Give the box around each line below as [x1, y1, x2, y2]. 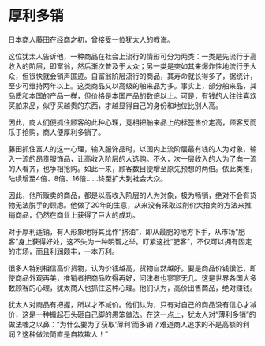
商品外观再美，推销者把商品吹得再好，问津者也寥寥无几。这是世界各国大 [14, 273, 250, 282]
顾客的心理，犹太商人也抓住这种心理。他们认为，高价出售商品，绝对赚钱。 [14, 283, 257, 292]
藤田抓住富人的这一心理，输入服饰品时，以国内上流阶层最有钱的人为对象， [8, 143, 250, 154]
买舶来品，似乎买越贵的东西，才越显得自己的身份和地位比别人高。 [8, 100, 222, 110]
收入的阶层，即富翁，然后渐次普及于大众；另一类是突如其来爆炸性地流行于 [8, 61, 250, 71]
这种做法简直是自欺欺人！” [21, 329, 109, 339]
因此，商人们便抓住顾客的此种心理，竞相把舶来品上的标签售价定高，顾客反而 [8, 117, 257, 127]
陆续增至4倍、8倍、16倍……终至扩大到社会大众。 [8, 173, 168, 183]
